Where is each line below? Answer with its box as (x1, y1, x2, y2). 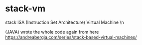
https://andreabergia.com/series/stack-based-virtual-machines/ (5, 34, 137, 40)
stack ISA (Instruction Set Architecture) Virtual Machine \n (5, 19, 125, 25)
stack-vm (5, 3, 46, 14)
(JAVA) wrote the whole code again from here (5, 29, 99, 35)
